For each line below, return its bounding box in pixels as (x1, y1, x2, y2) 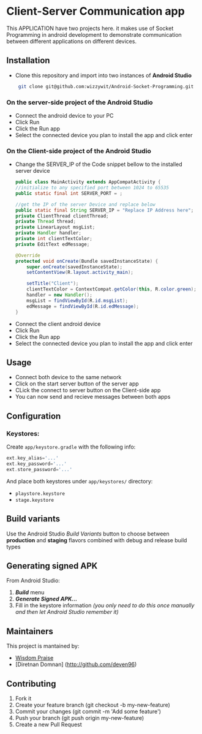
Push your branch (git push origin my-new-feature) (15, 714, 144, 721)
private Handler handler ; (15, 230, 81, 236)
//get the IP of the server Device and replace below (15, 201, 155, 208)
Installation (6, 55, 50, 66)
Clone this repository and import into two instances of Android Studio (15, 72, 192, 79)
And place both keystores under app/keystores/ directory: (6, 477, 153, 485)
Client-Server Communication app (6, 4, 185, 18)
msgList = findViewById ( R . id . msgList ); (26, 297, 129, 304)
